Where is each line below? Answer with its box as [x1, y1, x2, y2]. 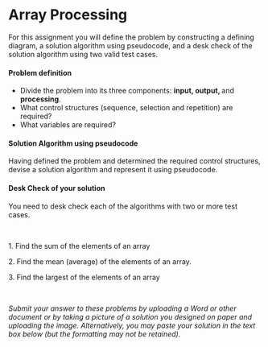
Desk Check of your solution [8, 183, 105, 192]
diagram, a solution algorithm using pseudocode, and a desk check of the [8, 40, 253, 50]
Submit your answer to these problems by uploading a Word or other [8, 304, 237, 313]
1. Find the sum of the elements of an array [8, 241, 150, 250]
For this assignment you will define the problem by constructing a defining [8, 32, 255, 42]
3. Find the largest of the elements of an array [8, 272, 161, 282]
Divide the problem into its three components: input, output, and [19, 86, 235, 96]
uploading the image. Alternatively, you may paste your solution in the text [8, 320, 256, 330]
